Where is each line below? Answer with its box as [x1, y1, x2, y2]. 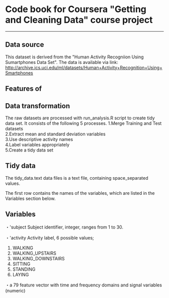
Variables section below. [5, 195, 56, 201]
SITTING [12, 261, 31, 267]
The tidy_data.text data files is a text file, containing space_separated [5, 175, 148, 181]
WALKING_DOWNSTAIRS [12, 255, 65, 261]
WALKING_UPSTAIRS [12, 250, 56, 256]
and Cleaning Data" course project [5, 14, 153, 26]
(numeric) [5, 287, 26, 293]
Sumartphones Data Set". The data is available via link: [5, 59, 118, 65]
